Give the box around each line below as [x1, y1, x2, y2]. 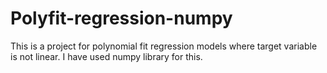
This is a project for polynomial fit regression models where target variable [10, 40, 318, 52]
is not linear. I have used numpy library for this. [10, 50, 203, 62]
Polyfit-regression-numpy [10, 7, 233, 30]
